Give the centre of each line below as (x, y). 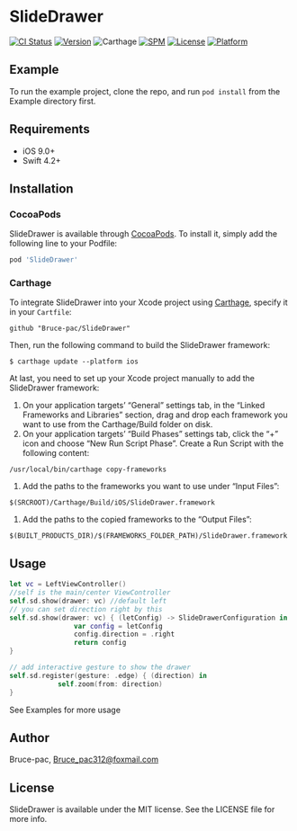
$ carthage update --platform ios (74, 362)
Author (29, 738)
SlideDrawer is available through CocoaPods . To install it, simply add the (143, 234)
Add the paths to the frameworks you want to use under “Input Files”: (151, 487)
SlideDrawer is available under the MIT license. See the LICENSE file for (142, 809)
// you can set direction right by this (86, 609)
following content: (56, 453)
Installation (41, 188)
